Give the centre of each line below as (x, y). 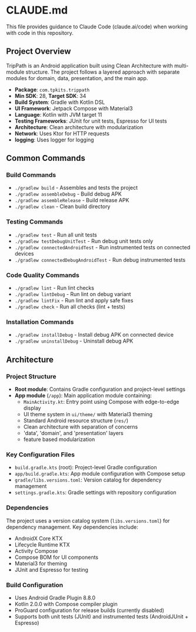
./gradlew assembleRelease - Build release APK (72, 200)
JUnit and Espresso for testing (51, 570)
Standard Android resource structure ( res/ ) (76, 421)
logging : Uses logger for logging (54, 140)
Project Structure (31, 376)
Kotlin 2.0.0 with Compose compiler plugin (66, 604)
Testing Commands (35, 222)
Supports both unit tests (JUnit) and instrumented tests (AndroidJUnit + (101, 616)
